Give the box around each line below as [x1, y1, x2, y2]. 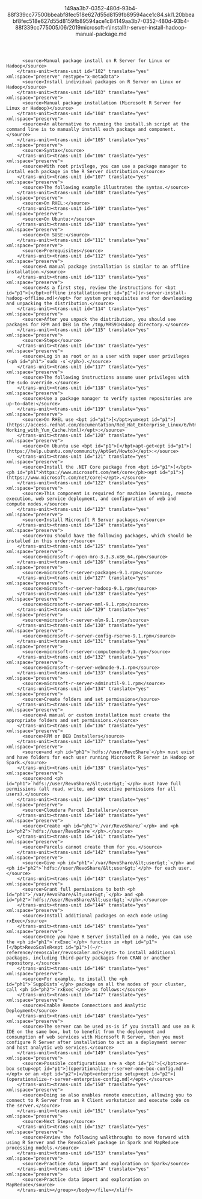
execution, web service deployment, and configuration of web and [6, 496, 176, 502]
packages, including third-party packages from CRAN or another [6, 955, 171, 961]
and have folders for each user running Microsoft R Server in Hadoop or [6, 755, 195, 761]
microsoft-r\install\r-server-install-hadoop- [80, 24, 188, 31]
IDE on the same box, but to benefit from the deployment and [6, 1029, 165, 1035]
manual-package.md [75, 30, 127, 37]
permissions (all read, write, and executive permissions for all [6, 786, 176, 792]
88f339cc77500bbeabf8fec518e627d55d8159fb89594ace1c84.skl [7, 11, 173, 18]
